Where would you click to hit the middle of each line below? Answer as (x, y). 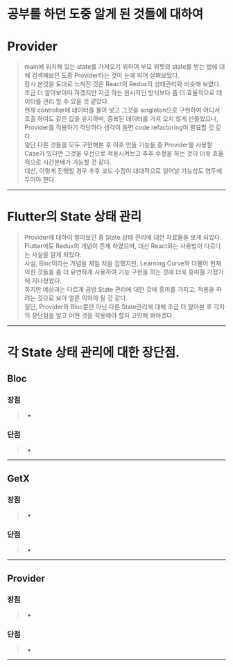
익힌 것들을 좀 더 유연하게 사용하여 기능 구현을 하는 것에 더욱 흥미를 (115, 272)
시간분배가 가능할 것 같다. (77, 162)
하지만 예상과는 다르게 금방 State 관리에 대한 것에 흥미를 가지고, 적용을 (119, 290)
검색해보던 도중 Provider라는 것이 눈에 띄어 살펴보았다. (106, 75)
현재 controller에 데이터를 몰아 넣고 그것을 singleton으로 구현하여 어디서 (122, 110)
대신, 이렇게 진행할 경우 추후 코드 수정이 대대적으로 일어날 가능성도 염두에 (123, 171)
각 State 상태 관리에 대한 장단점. (94, 353)
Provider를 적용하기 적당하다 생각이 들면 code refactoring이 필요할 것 (119, 127)
